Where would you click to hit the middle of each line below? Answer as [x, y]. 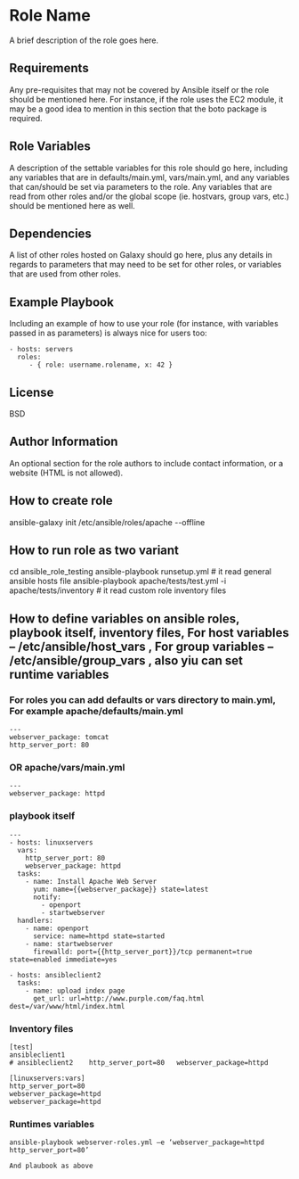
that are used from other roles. [65, 274]
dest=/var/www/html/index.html [67, 1006]
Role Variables [50, 147]
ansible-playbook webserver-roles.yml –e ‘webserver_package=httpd [137, 1142]
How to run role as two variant [94, 551]
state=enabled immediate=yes [63, 960]
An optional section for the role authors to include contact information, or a [146, 463]
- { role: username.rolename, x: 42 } [101, 365]
